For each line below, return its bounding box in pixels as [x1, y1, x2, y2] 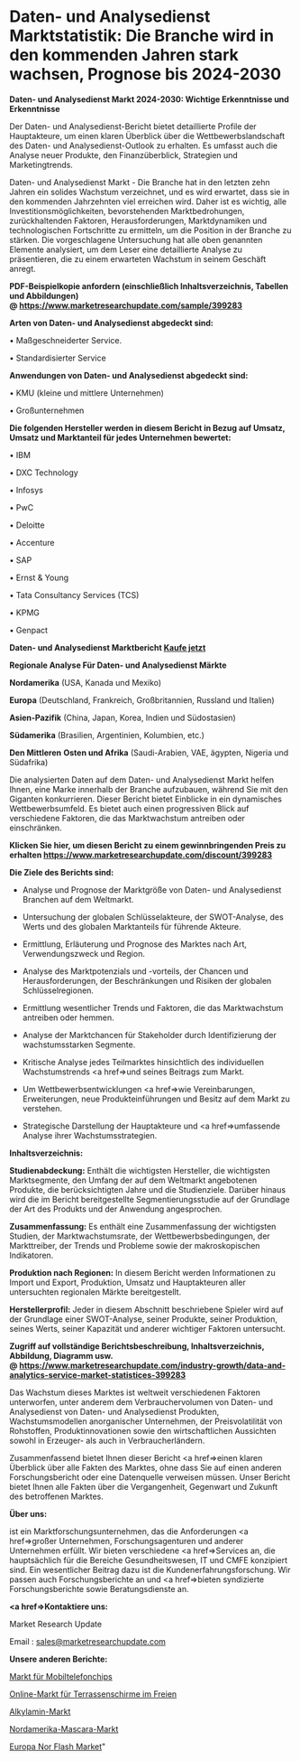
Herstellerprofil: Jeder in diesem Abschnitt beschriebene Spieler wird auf [9, 1304, 284, 1315]
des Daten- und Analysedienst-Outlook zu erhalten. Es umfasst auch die [9, 140, 277, 151]
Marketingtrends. [9, 159, 74, 170]
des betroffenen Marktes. [9, 1491, 104, 1502]
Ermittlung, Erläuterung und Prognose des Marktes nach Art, [22, 938, 248, 950]
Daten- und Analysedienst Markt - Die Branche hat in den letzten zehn [9, 176, 270, 187]
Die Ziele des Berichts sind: [9, 866, 114, 877]
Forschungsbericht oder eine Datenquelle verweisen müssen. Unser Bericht [9, 1471, 291, 1483]
